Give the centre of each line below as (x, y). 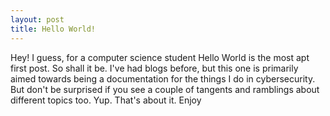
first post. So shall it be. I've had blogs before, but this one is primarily (154, 68)
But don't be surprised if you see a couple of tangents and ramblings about (165, 89)
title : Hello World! (53, 29)
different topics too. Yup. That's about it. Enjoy (106, 100)
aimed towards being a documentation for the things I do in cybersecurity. (163, 78)
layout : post (37, 19)
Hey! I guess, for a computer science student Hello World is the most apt (160, 57)
